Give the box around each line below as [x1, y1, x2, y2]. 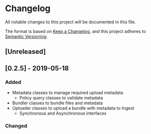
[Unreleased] [5, 48, 46, 56]
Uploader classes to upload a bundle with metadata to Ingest [12, 105, 134, 111]
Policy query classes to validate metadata [19, 95, 103, 101]
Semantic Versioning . [5, 33, 48, 39]
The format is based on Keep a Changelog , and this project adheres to [5, 28, 146, 34]
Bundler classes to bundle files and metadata [12, 100, 103, 106]
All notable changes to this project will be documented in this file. [5, 19, 136, 25]
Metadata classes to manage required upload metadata [12, 90, 123, 96]
